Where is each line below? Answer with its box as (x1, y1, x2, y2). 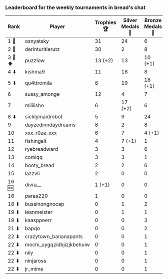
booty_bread (24, 162, 54, 169)
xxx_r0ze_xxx (24, 129, 57, 136)
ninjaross (24, 258, 46, 265)
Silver (123, 17, 137, 24)
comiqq (24, 154, 43, 161)
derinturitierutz (24, 46, 60, 53)
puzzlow (24, 57, 45, 64)
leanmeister (24, 209, 52, 216)
